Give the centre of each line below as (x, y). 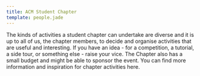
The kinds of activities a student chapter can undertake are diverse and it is (100, 34)
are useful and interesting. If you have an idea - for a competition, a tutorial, (100, 47)
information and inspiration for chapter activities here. (73, 66)
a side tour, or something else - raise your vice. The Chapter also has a (95, 54)
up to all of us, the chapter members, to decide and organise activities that (99, 41)
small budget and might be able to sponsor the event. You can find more (96, 60)
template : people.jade (35, 17)
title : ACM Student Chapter (42, 12)
